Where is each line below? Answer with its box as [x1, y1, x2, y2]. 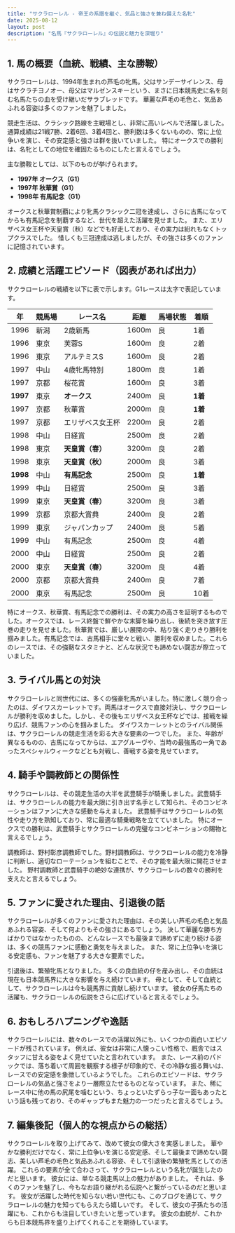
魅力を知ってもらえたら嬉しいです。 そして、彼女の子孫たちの [43, 1200, 222, 1208]
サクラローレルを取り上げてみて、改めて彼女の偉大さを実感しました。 [7, 1139, 210, 1147]
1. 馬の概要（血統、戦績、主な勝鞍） [7, 58, 164, 69]
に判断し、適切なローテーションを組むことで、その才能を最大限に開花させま [7, 856, 227, 865]
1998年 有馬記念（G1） [17, 192, 84, 201]
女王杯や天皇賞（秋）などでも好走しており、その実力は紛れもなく [25, 225, 215, 234]
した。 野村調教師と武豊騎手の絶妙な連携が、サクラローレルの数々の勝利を [7, 865, 224, 874]
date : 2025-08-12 [7, 17, 58, 24]
